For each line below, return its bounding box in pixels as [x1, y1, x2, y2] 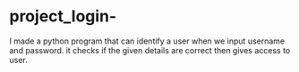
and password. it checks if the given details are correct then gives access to [9, 44, 291, 55]
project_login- [9, 6, 117, 27]
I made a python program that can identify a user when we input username [9, 36, 286, 46]
